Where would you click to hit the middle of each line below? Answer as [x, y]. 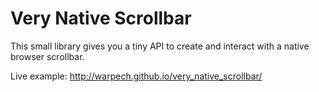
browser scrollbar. [47, 56]
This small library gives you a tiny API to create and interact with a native [160, 46]
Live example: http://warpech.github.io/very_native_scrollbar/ [136, 76]
